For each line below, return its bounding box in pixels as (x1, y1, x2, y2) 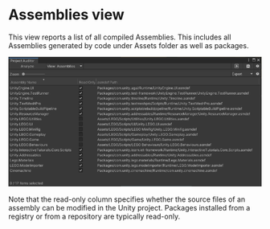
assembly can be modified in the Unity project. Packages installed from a (8, 202, 251, 212)
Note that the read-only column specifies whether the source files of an (8, 194, 246, 204)
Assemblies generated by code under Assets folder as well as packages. (8, 40, 249, 50)
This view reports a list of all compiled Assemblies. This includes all (8, 32, 231, 42)
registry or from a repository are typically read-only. (8, 211, 181, 221)
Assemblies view (8, 6, 125, 24)
